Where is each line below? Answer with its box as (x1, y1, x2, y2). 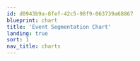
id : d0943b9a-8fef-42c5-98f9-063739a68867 (6, 10, 134, 18)
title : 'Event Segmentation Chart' (6, 23, 112, 30)
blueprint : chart (6, 17, 58, 24)
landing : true (6, 29, 49, 37)
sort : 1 (6, 36, 30, 43)
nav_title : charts (6, 43, 61, 50)
